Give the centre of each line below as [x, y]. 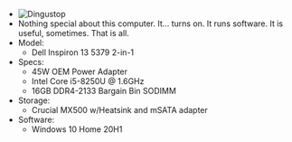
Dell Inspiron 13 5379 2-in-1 [83, 52]
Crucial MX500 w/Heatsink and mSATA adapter [119, 110]
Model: [31, 43]
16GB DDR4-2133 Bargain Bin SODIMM [104, 91]
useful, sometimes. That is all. [73, 33]
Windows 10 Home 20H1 [77, 129]
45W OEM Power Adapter [80, 71]
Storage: [34, 100]
